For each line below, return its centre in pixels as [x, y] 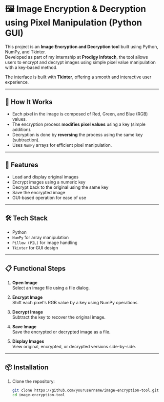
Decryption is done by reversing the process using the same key [77, 134]
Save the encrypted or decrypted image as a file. [61, 332]
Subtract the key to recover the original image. [59, 317]
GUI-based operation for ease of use [49, 198]
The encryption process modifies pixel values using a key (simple [79, 124]
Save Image [24, 327]
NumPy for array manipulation [41, 238]
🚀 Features [22, 165]
